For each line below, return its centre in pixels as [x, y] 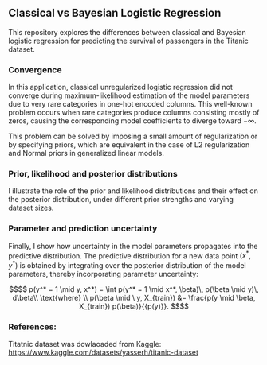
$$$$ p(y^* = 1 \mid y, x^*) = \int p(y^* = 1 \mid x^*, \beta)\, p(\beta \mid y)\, [134, 289]
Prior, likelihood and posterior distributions [93, 174]
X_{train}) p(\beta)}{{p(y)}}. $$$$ [134, 306]
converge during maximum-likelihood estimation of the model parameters [129, 95]
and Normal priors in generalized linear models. [86, 153]
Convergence [35, 69]
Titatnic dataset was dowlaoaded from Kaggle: [85, 344]
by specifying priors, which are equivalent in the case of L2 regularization [129, 145]
